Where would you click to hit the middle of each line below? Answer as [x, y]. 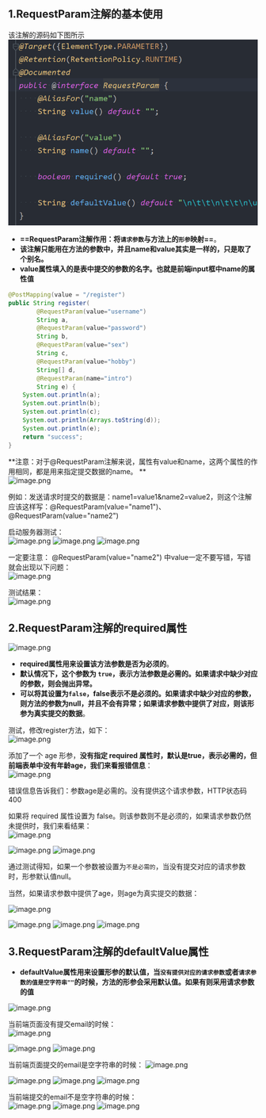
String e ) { [57, 387]
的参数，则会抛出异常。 [58, 683]
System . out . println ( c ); [62, 412]
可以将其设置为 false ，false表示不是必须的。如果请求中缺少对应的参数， [137, 694]
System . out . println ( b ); [62, 404]
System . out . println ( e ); [62, 428]
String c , [53, 354]
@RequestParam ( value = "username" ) [92, 312]
